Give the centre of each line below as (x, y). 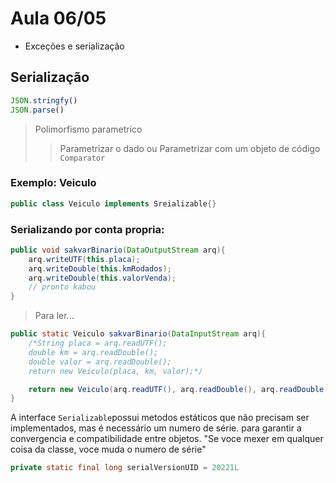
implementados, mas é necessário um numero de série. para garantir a (156, 428)
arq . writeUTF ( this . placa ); (84, 259)
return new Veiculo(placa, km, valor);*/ (115, 371)
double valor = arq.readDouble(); (100, 362)
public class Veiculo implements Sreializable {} (113, 203)
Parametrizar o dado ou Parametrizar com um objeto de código (190, 148)
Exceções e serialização (74, 46)
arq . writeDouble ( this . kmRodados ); (100, 268)
